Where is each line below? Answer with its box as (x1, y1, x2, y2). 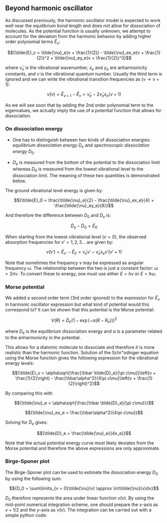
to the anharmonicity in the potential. (5, 335, 81, 341)
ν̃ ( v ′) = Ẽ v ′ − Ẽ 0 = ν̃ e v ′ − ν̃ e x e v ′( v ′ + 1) (46, 249, 122, 256)
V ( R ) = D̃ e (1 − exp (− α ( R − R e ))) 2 (50, 316, 117, 324)
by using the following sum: (5, 475, 62, 482)
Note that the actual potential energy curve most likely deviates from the (5, 440, 154, 446)
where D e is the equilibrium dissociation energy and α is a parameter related (5, 328, 162, 335)
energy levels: (5, 360, 34, 366)
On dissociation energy (5, 125, 63, 132)
